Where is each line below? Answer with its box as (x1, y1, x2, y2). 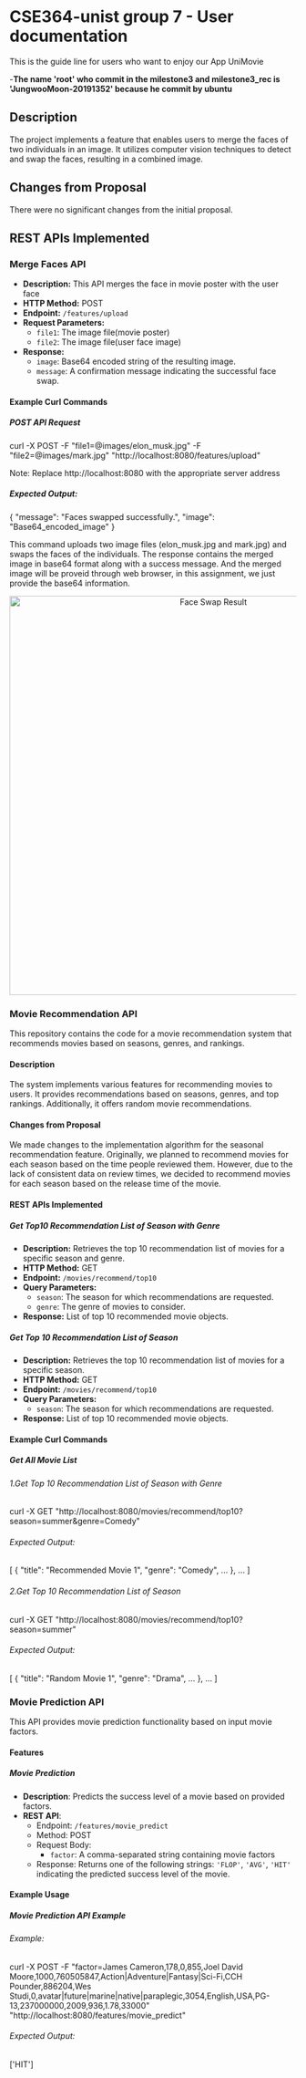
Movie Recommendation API (9, 1007, 138, 1020)
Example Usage (9, 1889, 70, 1900)
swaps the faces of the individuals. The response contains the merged (9, 548, 274, 559)
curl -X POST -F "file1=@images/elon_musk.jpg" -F (9, 440, 202, 451)
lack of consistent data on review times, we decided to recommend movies (9, 1169, 291, 1179)
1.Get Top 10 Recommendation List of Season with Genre (9, 1478, 223, 1489)
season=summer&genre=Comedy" (9, 1516, 141, 1527)
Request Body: (36, 1839, 92, 1850)
